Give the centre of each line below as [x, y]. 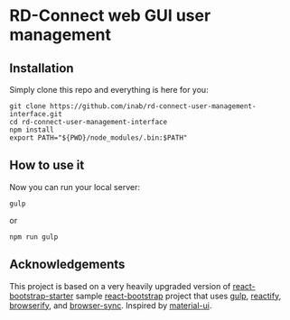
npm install [32, 130]
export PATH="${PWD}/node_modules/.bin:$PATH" [98, 138]
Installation [42, 68]
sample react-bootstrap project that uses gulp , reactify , [178, 296]
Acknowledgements [67, 265]
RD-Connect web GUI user [110, 16]
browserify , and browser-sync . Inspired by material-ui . [111, 305]
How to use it [47, 165]
